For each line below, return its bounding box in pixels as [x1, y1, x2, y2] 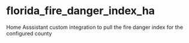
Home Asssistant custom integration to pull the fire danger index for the [6, 24, 184, 31]
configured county [6, 29, 52, 37]
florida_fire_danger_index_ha [6, 4, 155, 18]
